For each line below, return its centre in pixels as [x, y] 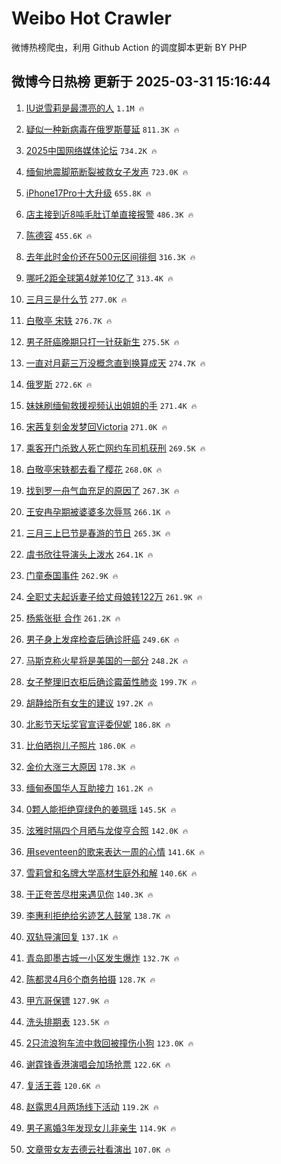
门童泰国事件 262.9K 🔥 [72, 575]
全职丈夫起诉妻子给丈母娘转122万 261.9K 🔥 [114, 596]
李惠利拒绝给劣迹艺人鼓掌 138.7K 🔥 [98, 915]
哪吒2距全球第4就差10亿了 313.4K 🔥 [99, 278]
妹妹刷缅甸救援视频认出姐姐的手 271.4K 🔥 [111, 405]
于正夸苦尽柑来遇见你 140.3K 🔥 [89, 894]
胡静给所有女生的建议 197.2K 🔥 [89, 703]
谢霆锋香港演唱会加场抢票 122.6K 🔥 [98, 1064]
